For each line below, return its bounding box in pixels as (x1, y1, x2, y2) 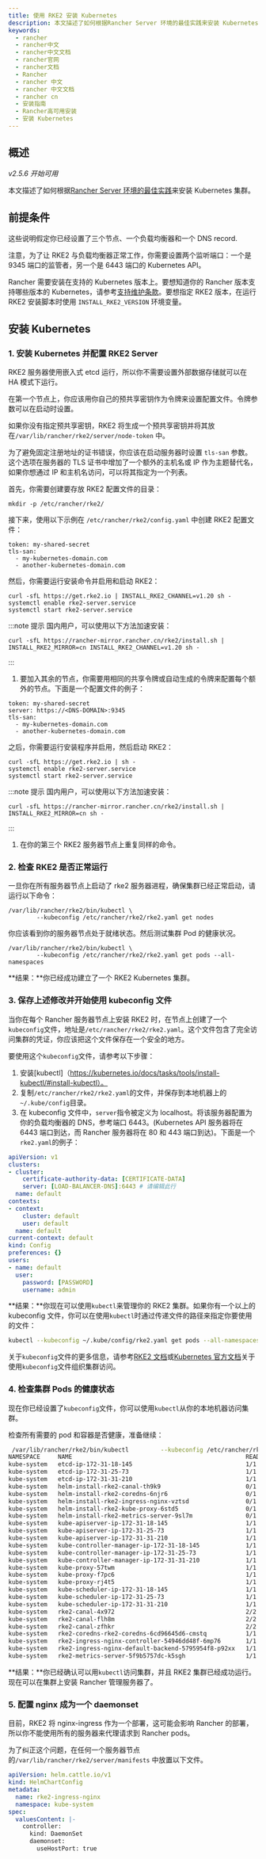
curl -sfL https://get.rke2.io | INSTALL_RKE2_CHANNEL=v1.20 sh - (8, 592, 232, 601)
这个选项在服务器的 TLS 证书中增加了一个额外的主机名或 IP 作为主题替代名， (8, 457, 257, 468)
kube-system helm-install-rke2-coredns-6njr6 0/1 (8, 1490, 257, 1498)
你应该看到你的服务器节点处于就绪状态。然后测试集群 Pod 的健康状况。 (8, 929, 240, 938)
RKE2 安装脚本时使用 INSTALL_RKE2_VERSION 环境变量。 (8, 296, 186, 306)
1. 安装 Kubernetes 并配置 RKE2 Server (8, 348, 158, 359)
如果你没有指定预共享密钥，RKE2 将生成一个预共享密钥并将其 (8, 421, 208, 430)
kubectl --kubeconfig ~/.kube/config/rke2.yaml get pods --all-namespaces (8, 1337, 260, 1345)
